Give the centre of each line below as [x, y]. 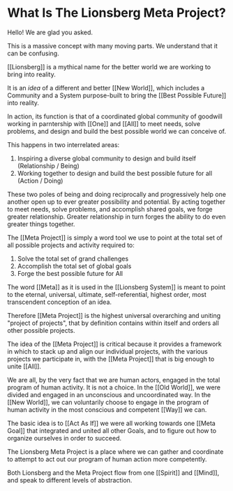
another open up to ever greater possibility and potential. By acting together [116, 202]
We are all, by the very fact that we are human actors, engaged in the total [114, 380]
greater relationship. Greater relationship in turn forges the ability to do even [116, 216]
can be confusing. [33, 53]
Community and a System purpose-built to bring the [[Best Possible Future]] [117, 95]
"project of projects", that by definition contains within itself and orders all [113, 323]
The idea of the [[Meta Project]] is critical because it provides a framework [114, 344]
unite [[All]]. [24, 366]
